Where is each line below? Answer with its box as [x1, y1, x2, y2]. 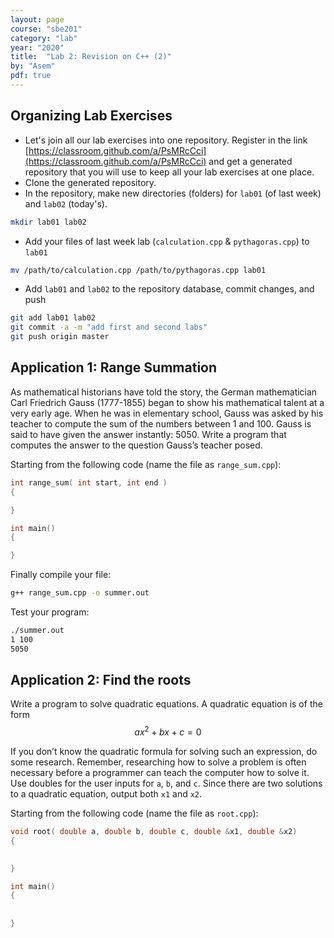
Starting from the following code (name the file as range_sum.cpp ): [10, 458, 282, 470]
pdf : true [10, 71, 52, 81]
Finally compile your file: [10, 569, 112, 581]
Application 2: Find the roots [10, 672, 192, 689]
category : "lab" [10, 33, 78, 43]
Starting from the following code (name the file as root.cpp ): [10, 807, 259, 820]
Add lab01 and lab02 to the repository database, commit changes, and [24, 283, 315, 295]
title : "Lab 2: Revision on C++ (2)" [10, 52, 172, 62]
